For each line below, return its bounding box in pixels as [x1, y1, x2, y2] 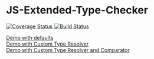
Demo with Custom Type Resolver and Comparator [6, 46, 130, 53]
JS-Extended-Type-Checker [6, 4, 149, 17]
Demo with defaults [6, 34, 54, 41]
